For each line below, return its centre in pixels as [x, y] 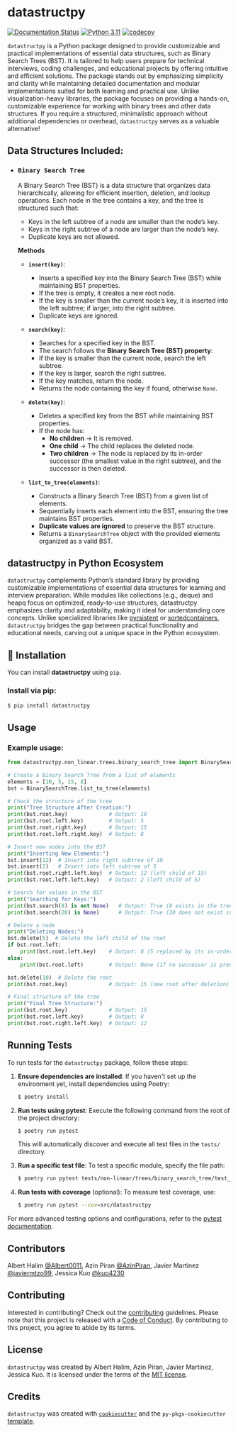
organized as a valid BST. [76, 541]
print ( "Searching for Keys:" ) [52, 899]
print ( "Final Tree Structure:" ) [55, 1004]
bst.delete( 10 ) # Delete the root [60, 978]
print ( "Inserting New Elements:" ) [58, 854]
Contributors [36, 1248]
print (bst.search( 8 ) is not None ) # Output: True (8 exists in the [112, 906]
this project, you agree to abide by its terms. [72, 1327]
